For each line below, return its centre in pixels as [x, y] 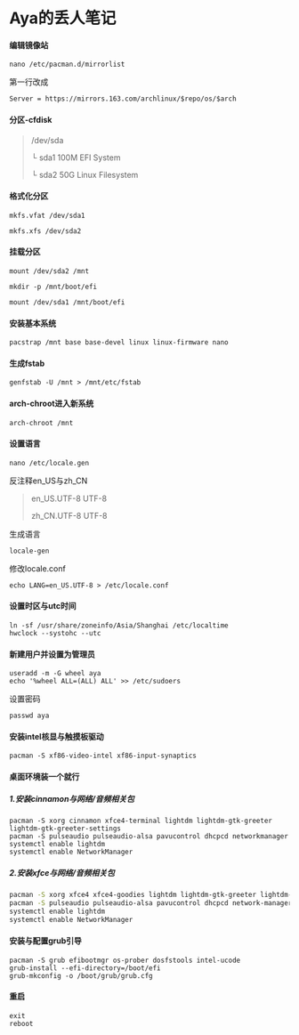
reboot [21, 1023]
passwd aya [29, 716]
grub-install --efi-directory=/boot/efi [85, 968]
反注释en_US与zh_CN [48, 481]
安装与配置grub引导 [46, 941]
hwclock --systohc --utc [55, 634]
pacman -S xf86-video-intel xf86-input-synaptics [103, 756]
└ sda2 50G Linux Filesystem [85, 174]
